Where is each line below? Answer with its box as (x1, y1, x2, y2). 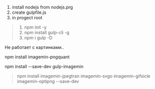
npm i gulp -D (24, 35, 53, 41)
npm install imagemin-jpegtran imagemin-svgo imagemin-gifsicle (16, 73, 151, 79)
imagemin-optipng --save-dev (16, 79, 79, 84)
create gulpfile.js (11, 9, 47, 15)
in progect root (11, 15, 43, 20)
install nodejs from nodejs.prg (11, 4, 73, 10)
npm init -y (24, 24, 47, 30)
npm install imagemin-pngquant (4, 54, 70, 60)
